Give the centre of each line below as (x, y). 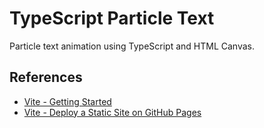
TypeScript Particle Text (112, 18)
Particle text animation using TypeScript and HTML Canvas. (132, 46)
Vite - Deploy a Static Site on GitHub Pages (112, 112)
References (46, 77)
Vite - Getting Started (67, 101)
